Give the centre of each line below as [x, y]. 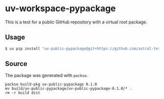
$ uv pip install [23, 49]
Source [16, 64]
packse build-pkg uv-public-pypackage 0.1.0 [51, 84]
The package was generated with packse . [46, 76]
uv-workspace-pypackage [61, 9]
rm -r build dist [23, 93]
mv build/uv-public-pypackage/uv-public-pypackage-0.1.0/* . [69, 89]
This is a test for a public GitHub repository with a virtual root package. [76, 22]
